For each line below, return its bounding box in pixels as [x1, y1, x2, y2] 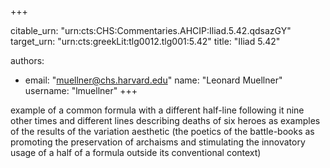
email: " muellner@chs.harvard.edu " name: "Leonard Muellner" [24, 74, 283, 86]
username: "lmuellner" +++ [24, 85, 138, 96]
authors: [10, 55, 45, 66]
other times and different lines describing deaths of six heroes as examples [10, 115, 321, 126]
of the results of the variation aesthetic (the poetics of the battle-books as [10, 126, 315, 137]
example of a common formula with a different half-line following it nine [10, 104, 305, 116]
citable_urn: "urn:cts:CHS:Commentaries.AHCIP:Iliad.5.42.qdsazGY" [10, 25, 292, 36]
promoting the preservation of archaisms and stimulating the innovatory [10, 136, 306, 148]
